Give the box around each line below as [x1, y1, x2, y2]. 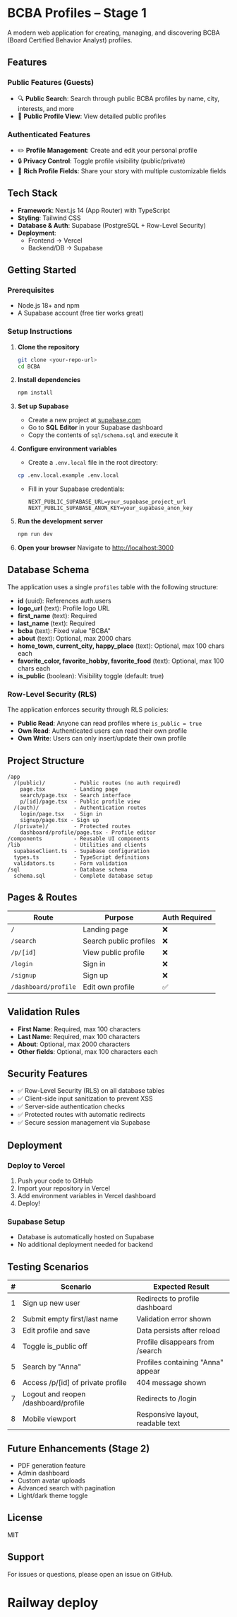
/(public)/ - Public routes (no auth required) [13, 779, 181, 787]
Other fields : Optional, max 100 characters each [17, 1047, 159, 1055]
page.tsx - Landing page [20, 786, 119, 793]
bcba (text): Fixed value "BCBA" [17, 626, 111, 634]
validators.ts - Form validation [13, 860, 128, 867]
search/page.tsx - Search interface [20, 792, 131, 799]
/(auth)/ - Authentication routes [13, 804, 147, 811]
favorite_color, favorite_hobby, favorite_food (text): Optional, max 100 [17, 656, 224, 665]
